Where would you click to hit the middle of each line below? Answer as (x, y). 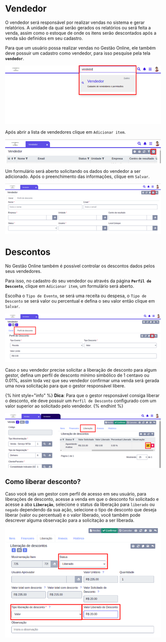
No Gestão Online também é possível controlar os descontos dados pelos (80, 266)
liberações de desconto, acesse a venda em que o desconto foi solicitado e (82, 499)
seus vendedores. (23, 271)
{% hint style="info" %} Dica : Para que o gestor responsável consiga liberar (82, 395)
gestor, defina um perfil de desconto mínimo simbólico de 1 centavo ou (77, 375)
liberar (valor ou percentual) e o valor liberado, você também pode (73, 515)
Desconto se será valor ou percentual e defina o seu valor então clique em (80, 301)
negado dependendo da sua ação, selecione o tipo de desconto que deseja (81, 509)
